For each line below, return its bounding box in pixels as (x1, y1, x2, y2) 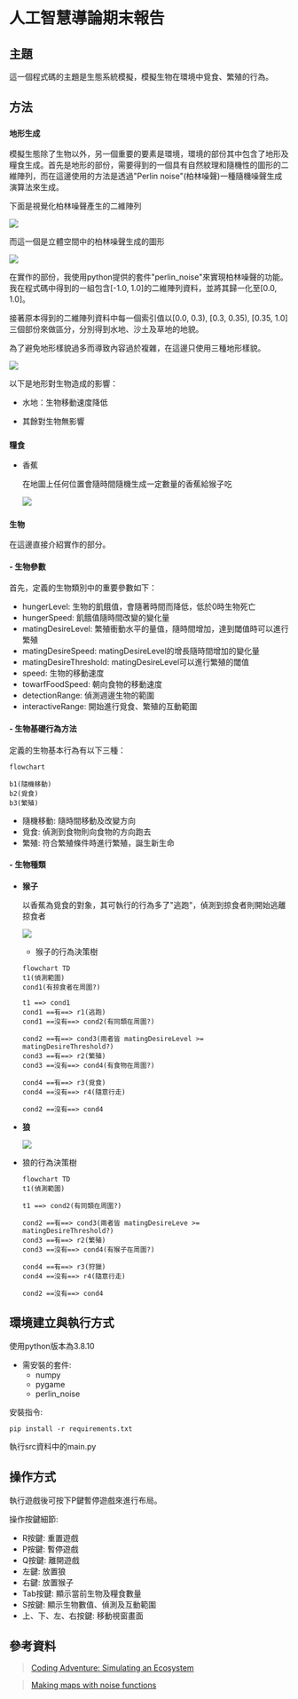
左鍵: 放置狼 (21, 1566, 67, 1577)
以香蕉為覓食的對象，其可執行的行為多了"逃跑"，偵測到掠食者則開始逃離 (21, 899, 286, 910)
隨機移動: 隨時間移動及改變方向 (21, 815, 136, 826)
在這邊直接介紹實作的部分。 (9, 539, 111, 550)
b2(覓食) (9, 789, 39, 798)
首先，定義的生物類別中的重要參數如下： (9, 582, 157, 593)
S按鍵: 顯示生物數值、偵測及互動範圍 (21, 1599, 157, 1609)
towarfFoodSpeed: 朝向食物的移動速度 (21, 679, 162, 690)
